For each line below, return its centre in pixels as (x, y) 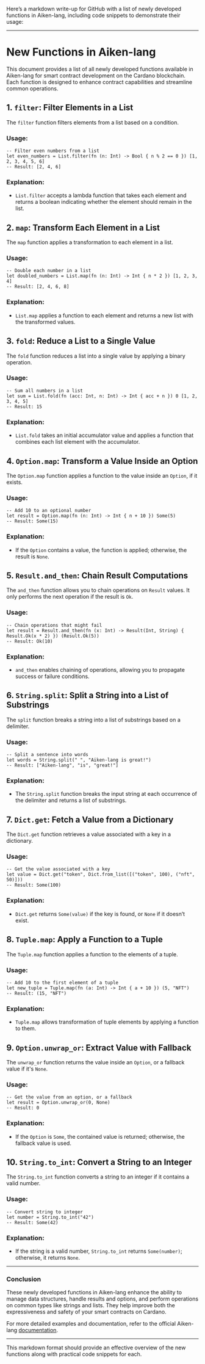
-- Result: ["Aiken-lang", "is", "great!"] (63, 765)
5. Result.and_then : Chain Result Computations (97, 575)
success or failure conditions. (52, 676)
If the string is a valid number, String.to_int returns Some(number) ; (99, 1251)
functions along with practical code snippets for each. (74, 1354)
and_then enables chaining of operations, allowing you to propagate (100, 669)
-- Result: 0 (23, 1108)
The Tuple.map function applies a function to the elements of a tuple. (92, 954)
